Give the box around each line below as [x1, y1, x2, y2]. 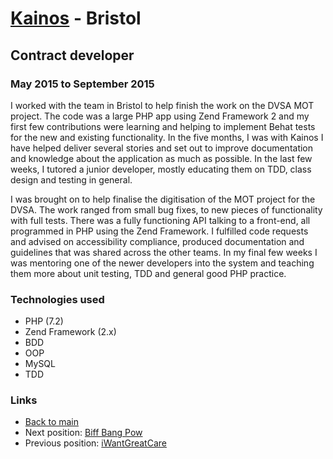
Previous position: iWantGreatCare [24, 437, 167, 449]
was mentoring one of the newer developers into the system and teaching [10, 257, 315, 269]
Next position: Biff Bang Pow [24, 427, 143, 439]
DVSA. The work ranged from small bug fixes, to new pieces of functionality [10, 203, 323, 216]
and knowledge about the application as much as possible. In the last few [10, 152, 313, 164]
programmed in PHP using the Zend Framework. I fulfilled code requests [10, 225, 309, 237]
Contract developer [10, 47, 135, 64]
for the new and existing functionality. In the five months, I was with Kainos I [10, 131, 324, 143]
